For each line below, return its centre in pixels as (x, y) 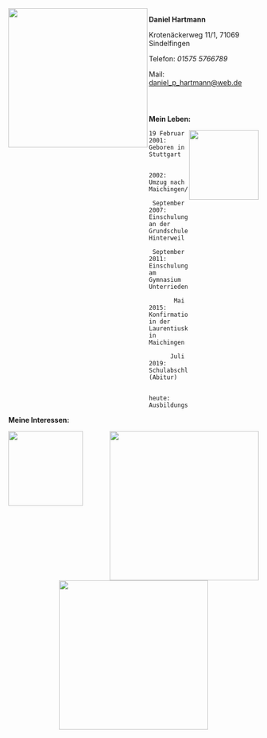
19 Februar (167, 134)
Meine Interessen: (39, 420)
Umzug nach (167, 182)
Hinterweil (167, 238)
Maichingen (167, 342)
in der (160, 322)
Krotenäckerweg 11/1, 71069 (194, 35)
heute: (160, 398)
